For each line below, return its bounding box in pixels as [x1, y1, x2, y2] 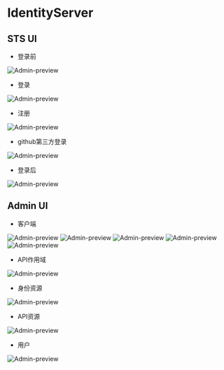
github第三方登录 [17, 138, 67, 145]
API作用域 [17, 255, 47, 264]
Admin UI [7, 200, 48, 212]
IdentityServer [7, 5, 94, 21]
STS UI [7, 33, 37, 45]
